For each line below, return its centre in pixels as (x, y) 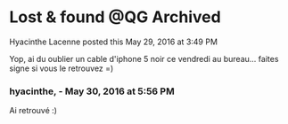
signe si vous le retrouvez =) (62, 68)
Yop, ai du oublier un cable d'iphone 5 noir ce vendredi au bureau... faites (144, 58)
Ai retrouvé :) (33, 111)
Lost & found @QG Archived (115, 17)
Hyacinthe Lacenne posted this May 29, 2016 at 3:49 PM (114, 42)
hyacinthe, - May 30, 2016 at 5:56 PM (92, 91)
